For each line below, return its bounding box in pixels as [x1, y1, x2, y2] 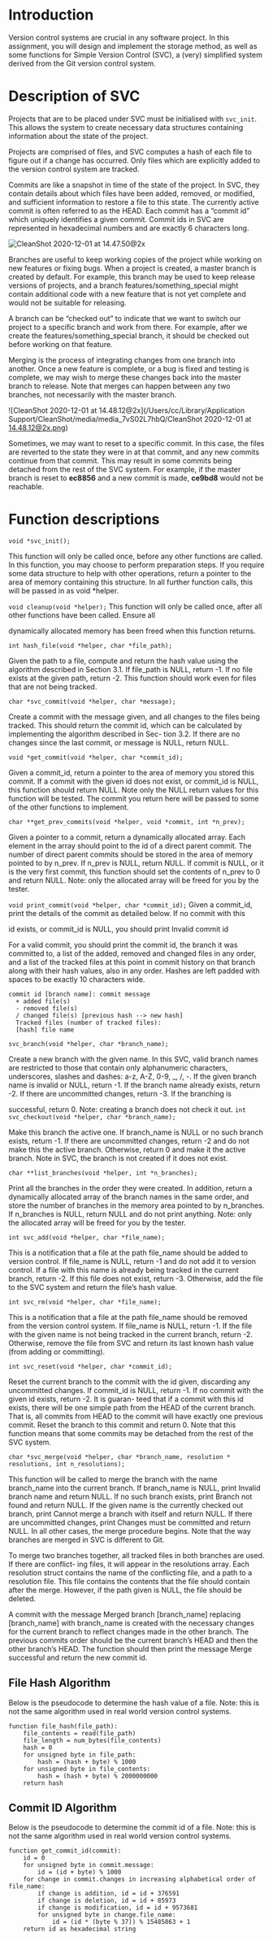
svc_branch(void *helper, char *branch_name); [8, 1040, 169, 1048]
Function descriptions [8, 510, 160, 529]
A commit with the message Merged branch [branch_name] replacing [8, 1609, 241, 1619]
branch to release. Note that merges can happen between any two [8, 380, 231, 391]
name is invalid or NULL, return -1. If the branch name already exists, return [8, 1079, 261, 1090]
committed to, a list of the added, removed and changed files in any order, [8, 949, 257, 958]
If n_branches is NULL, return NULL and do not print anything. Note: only [8, 1209, 253, 1218]
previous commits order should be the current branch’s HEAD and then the [8, 1635, 258, 1645]
